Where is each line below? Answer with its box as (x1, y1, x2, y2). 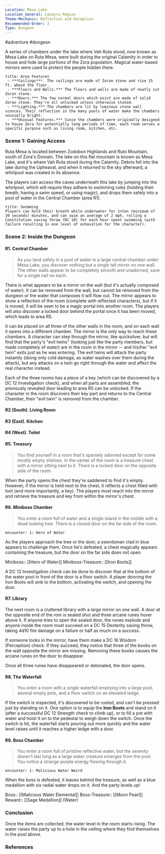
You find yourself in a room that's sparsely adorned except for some (17, 452, 156, 458)
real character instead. (5, 365, 51, 371)
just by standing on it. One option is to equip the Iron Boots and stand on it (5, 705, 157, 711)
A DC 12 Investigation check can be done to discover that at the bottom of (5, 568, 155, 574)
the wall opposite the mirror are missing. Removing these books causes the (5, 647, 158, 653)
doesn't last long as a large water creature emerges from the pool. (17, 754, 152, 760)
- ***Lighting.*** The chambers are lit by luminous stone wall (7, 104, 142, 109)
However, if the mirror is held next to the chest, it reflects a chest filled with (5, 483, 158, 489)
